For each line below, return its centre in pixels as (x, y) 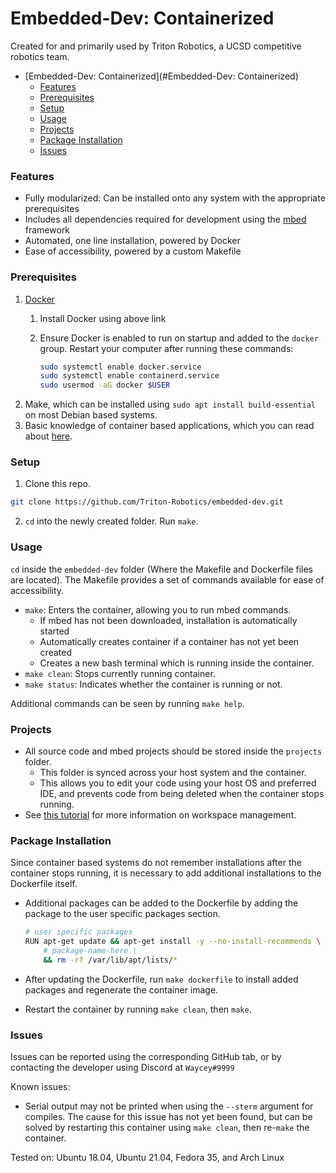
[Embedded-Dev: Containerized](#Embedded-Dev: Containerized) (161, 76)
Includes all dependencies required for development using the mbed (165, 219)
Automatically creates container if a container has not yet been (169, 641)
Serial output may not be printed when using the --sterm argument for (169, 1106)
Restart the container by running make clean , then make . (138, 1009)
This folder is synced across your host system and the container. (173, 772)
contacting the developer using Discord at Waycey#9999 (122, 1068)
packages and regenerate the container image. (121, 989)
